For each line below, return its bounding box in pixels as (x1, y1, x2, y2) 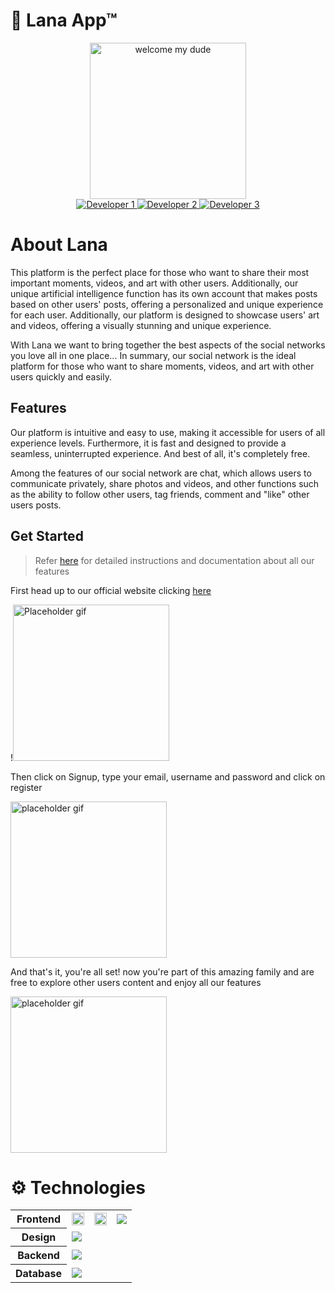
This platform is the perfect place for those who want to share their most (10, 266, 310, 278)
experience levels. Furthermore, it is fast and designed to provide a (10, 437, 287, 449)
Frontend (16, 1212, 62, 1226)
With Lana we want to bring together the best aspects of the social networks (10, 339, 326, 351)
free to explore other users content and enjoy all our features (10, 976, 262, 988)
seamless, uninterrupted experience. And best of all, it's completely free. (10, 447, 311, 459)
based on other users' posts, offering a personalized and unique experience (10, 298, 324, 310)
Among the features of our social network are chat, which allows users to (10, 467, 312, 479)
